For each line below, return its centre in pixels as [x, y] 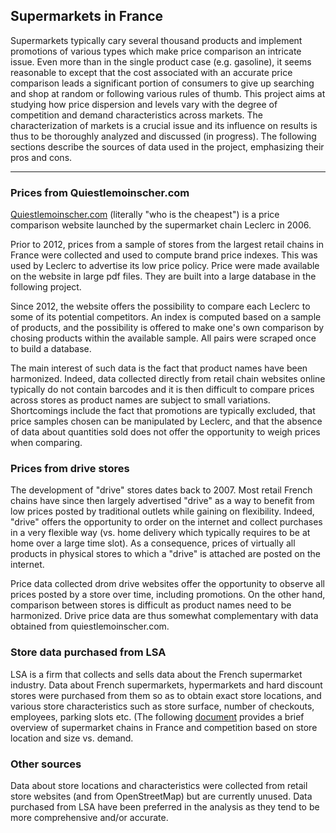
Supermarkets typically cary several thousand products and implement [156, 40]
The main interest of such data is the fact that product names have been [159, 368]
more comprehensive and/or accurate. [89, 817]
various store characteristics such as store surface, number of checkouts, [162, 706]
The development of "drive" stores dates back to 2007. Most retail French [161, 490]
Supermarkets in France [87, 16]
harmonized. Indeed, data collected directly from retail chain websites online [168, 379]
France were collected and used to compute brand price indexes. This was [164, 255]
